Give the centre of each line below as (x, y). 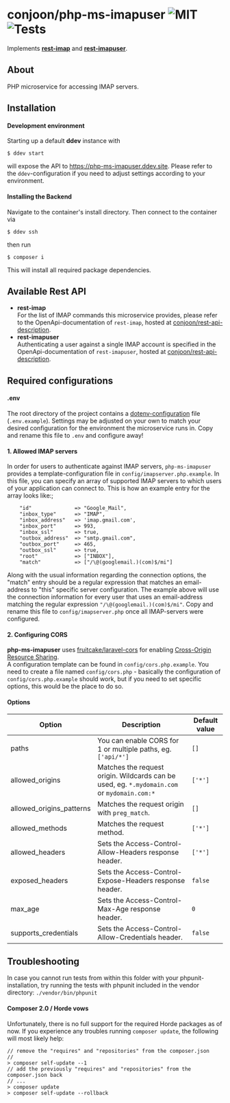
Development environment (46, 125)
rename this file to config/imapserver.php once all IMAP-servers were (105, 612)
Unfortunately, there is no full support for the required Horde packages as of (115, 1023)
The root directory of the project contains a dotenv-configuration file (104, 413)
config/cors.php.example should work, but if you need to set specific (104, 679)
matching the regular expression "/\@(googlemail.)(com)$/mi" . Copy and (110, 604)
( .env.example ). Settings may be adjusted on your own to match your (104, 421)
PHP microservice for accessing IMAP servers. (73, 87)
